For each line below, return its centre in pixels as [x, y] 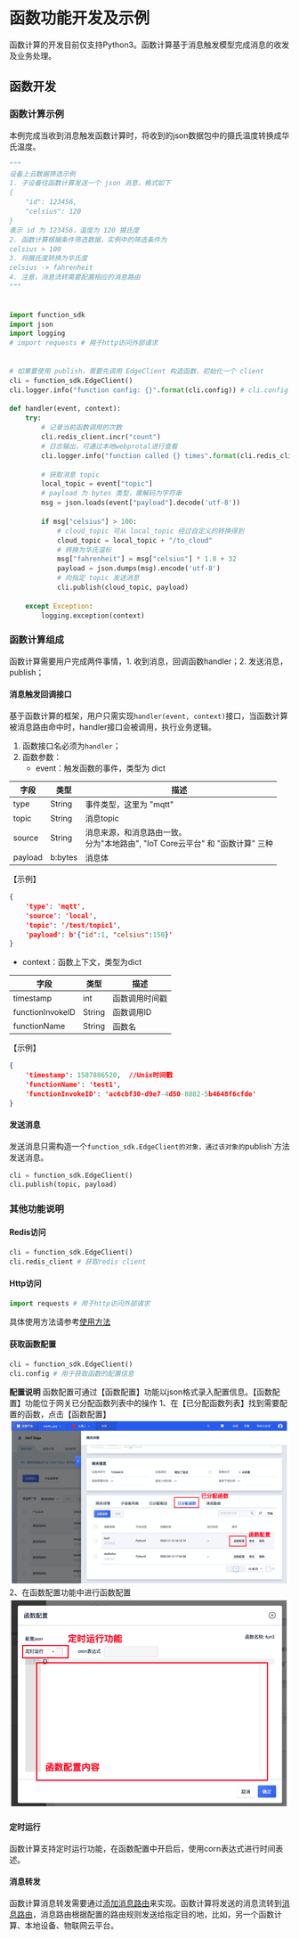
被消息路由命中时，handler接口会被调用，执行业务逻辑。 [113, 727]
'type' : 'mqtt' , [56, 906]
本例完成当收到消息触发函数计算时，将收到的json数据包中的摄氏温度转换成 [145, 135]
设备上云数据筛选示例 [42, 174]
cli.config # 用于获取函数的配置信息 [72, 1374]
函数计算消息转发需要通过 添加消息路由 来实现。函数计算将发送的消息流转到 [145, 1902]
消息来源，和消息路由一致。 [136, 832]
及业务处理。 [32, 55]
